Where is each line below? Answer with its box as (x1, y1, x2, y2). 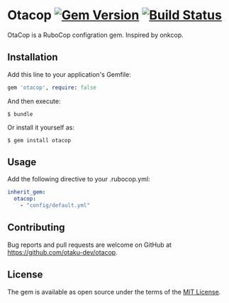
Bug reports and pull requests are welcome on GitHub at (7, 240, 172, 249)
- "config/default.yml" (20, 202, 91, 209)
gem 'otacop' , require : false (7, 84, 97, 91)
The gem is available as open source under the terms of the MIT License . (7, 287, 221, 296)
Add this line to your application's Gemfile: (7, 70, 131, 78)
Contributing (7, 221, 65, 234)
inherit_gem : (7, 188, 46, 196)
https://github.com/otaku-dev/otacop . (7, 248, 118, 256)
